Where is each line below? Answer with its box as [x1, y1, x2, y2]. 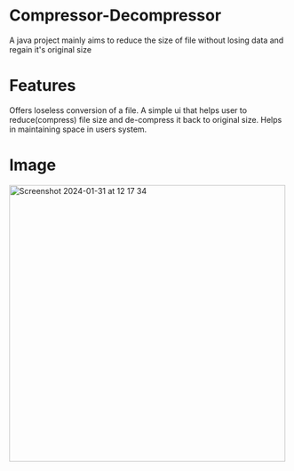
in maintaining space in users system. [9, 124, 147, 134]
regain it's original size [9, 44, 91, 54]
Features [9, 76, 76, 96]
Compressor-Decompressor [9, 5, 222, 26]
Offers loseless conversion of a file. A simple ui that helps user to [9, 104, 247, 116]
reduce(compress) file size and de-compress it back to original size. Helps [9, 114, 282, 125]
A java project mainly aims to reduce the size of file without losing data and [9, 35, 284, 45]
